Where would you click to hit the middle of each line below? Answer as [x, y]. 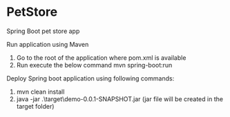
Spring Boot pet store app [43, 31]
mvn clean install [40, 92]
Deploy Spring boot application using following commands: [90, 78]
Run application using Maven [48, 44]
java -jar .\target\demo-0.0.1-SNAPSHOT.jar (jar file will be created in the [120, 99]
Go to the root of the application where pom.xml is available [101, 57]
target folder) [35, 106]
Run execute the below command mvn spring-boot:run [94, 65]
